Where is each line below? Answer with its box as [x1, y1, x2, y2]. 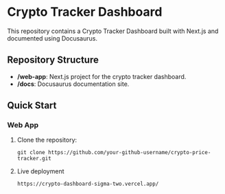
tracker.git [16, 155, 51, 162]
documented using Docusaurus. [7, 34, 98, 42]
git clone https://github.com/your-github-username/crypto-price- [16, 149, 211, 156]
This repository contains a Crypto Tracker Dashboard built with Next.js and [7, 27, 219, 35]
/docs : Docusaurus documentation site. [16, 80, 130, 88]
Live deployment [16, 167, 64, 175]
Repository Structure [7, 54, 99, 66]
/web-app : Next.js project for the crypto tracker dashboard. [16, 72, 187, 80]
